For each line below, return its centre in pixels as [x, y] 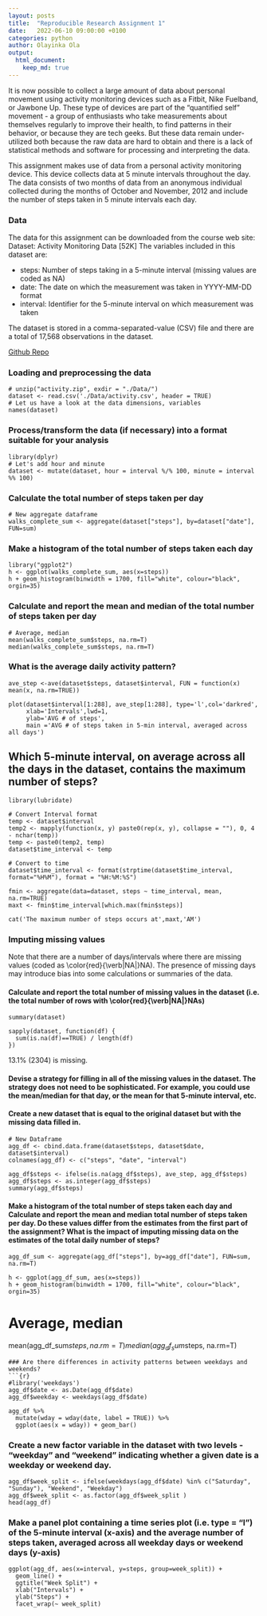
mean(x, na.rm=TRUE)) [44, 690]
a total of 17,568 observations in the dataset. [81, 337]
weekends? [25, 1369]
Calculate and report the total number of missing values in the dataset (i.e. [134, 992]
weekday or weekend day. [60, 1465]
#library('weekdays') [44, 1383]
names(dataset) [33, 410]
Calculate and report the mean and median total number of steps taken [128, 1214]
